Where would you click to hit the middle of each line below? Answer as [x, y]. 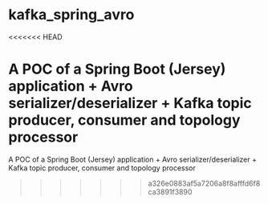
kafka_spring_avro [71, 15]
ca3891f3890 [170, 192]
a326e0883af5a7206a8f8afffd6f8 [204, 183]
